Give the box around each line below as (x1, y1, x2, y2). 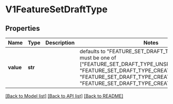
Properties (5, 24, 40, 33)
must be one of (79, 54, 117, 61)
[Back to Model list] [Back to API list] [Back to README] (5, 93, 124, 99)
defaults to (79, 48, 106, 55)
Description (45, 39, 75, 46)
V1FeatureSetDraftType (5, 4, 108, 15)
